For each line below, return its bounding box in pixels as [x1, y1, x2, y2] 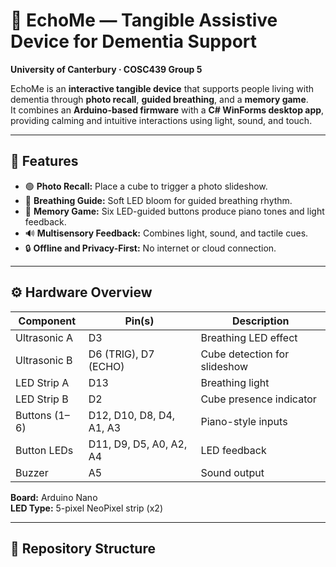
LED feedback [200, 443, 267, 457]
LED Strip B [15, 392, 69, 406]
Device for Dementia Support [10, 30, 258, 53]
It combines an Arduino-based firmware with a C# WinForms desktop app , [10, 104, 325, 116]
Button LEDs [15, 443, 74, 457]
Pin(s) [124, 314, 155, 328]
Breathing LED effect [200, 330, 298, 344]
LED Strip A [15, 375, 70, 389]
